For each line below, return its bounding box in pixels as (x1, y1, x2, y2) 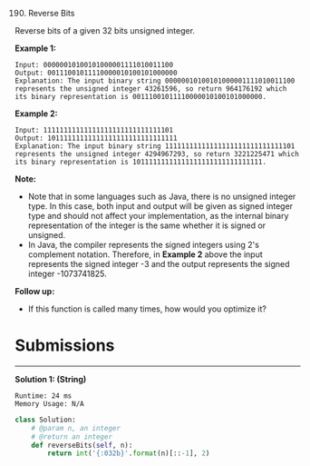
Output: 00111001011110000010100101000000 (15, 68, 178, 77)
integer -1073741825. (27, 268, 107, 279)
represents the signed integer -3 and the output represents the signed (27, 259, 290, 269)
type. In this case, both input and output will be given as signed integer (27, 201, 294, 212)
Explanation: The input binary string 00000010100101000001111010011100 (15, 76, 295, 85)
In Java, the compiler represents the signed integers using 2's (27, 240, 259, 250)
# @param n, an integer (31, 423, 121, 432)
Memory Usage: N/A (15, 399, 84, 408)
